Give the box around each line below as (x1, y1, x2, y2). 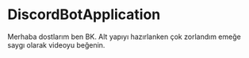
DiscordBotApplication (7, 6, 161, 24)
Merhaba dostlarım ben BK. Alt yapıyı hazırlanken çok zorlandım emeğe (7, 32, 241, 41)
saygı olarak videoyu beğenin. (7, 40, 105, 49)
